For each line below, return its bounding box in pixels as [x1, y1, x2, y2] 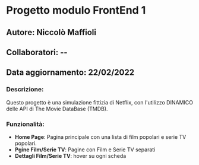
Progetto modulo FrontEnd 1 [6, 4, 146, 17]
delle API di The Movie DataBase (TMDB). [6, 105, 108, 112]
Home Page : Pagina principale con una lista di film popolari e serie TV [14, 133, 187, 140]
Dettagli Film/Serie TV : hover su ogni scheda [14, 152, 127, 159]
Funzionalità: [6, 120, 45, 128]
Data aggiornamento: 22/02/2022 [6, 68, 135, 78]
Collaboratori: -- [6, 47, 68, 57]
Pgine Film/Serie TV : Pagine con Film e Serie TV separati [14, 146, 156, 153]
